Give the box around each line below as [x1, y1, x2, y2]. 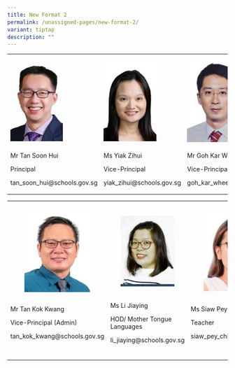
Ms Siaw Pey [190, 305, 228, 313]
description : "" [7, 34, 55, 41]
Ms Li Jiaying [110, 301, 148, 309]
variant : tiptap [7, 26, 55, 33]
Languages [110, 322, 143, 330]
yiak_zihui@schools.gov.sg [104, 178, 182, 187]
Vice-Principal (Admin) [10, 318, 78, 327]
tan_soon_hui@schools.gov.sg [10, 178, 98, 187]
